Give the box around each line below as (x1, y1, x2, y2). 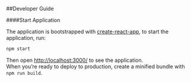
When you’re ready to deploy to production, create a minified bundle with (6, 62, 185, 70)
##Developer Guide (6, 5, 55, 12)
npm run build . (6, 69, 43, 76)
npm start (6, 46, 31, 52)
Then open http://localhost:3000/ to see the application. (6, 56, 144, 64)
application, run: (6, 34, 46, 41)
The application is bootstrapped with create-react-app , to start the (6, 28, 169, 35)
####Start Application (6, 17, 61, 23)
